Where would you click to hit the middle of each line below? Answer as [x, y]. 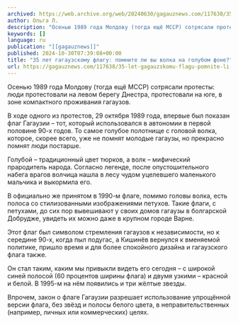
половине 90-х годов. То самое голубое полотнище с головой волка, [112, 130]
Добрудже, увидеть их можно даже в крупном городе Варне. [101, 218]
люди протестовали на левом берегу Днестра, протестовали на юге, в [115, 94]
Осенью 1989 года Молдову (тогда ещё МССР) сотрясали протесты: [111, 86]
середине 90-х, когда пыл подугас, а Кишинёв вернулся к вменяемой [114, 239]
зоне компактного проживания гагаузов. [69, 102]
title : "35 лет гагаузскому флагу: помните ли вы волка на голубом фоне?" [120, 60]
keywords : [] [27, 34]
